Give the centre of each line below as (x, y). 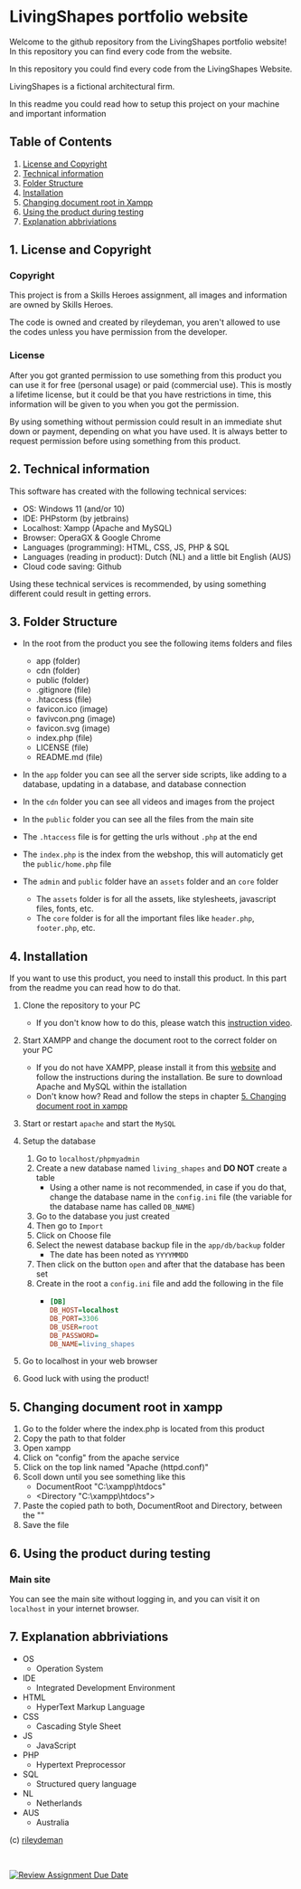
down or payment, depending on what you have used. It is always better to (148, 431)
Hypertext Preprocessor (81, 1764)
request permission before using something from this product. (125, 441)
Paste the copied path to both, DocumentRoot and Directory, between (152, 1506)
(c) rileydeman (36, 1839)
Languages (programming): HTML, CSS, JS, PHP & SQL (126, 547)
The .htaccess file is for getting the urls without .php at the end (140, 837)
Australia (52, 1822)
